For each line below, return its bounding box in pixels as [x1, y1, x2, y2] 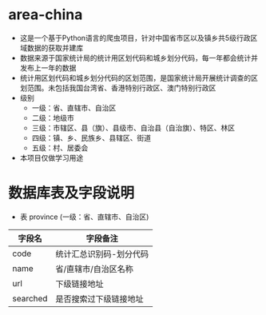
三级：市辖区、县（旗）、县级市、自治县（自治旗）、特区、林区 [31, 122, 236, 133]
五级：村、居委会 [31, 142, 89, 153]
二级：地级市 [31, 113, 74, 122]
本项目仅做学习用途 [19, 153, 84, 162]
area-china [8, 6, 83, 24]
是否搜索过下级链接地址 [55, 293, 144, 305]
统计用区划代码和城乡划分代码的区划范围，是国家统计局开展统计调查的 [19, 73, 252, 82]
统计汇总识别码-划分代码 [55, 248, 149, 259]
